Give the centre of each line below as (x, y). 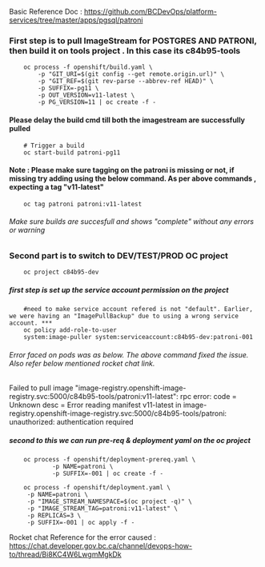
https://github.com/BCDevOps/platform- (150, 12)
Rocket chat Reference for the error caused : (83, 537)
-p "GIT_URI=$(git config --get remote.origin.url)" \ (131, 74)
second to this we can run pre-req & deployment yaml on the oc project (130, 441)
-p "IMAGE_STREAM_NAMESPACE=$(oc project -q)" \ (110, 502)
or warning (27, 230)
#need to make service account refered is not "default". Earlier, (138, 309)
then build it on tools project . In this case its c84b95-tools (125, 50)
